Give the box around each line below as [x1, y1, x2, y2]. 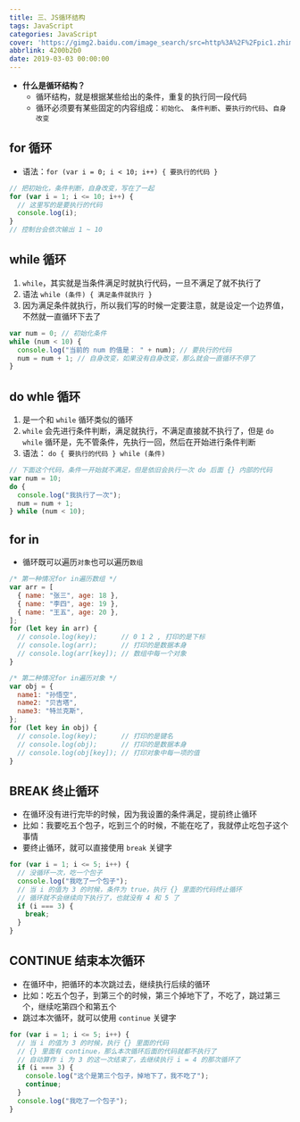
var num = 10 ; [9, 474, 62, 483]
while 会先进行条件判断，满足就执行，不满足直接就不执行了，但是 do [21, 426, 274, 436]
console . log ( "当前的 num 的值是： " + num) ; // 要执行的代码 [17, 345, 232, 354]
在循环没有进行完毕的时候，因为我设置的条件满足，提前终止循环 [21, 809, 257, 819]
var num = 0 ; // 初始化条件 [9, 328, 107, 337]
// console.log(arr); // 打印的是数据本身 [17, 641, 187, 650]
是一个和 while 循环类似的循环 [21, 414, 134, 425]
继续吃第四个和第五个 [37, 1001, 117, 1011]
